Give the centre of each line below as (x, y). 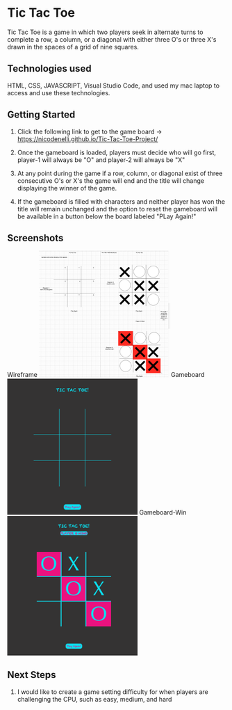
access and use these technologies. (59, 92)
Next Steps (32, 675)
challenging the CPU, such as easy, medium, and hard (94, 699)
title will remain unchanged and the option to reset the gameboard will (117, 209)
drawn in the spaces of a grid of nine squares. (73, 47)
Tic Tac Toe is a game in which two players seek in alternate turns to (105, 32)
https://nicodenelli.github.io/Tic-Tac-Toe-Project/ (88, 139)
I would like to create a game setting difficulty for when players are (113, 692)
